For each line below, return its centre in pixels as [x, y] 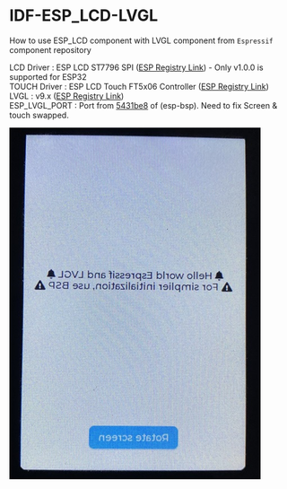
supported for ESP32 [48, 76]
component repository [50, 49]
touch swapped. [39, 115]
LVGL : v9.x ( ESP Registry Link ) [67, 96]
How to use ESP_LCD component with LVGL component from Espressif [141, 40]
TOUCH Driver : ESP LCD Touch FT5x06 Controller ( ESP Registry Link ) [139, 86]
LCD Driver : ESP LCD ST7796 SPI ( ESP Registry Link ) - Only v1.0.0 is [136, 67]
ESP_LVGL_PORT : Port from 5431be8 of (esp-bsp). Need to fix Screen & [143, 105]
